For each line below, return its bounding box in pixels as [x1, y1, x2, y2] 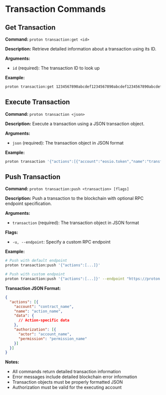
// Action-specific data [18, 318, 70, 323]
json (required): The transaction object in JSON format [12, 140, 124, 146]
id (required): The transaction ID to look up [12, 65, 100, 71]
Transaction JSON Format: [5, 285, 61, 291]
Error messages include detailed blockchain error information [12, 374, 137, 380]
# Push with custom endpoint [5, 272, 65, 277]
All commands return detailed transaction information [12, 369, 121, 375]
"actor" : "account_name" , [18, 332, 72, 337]
